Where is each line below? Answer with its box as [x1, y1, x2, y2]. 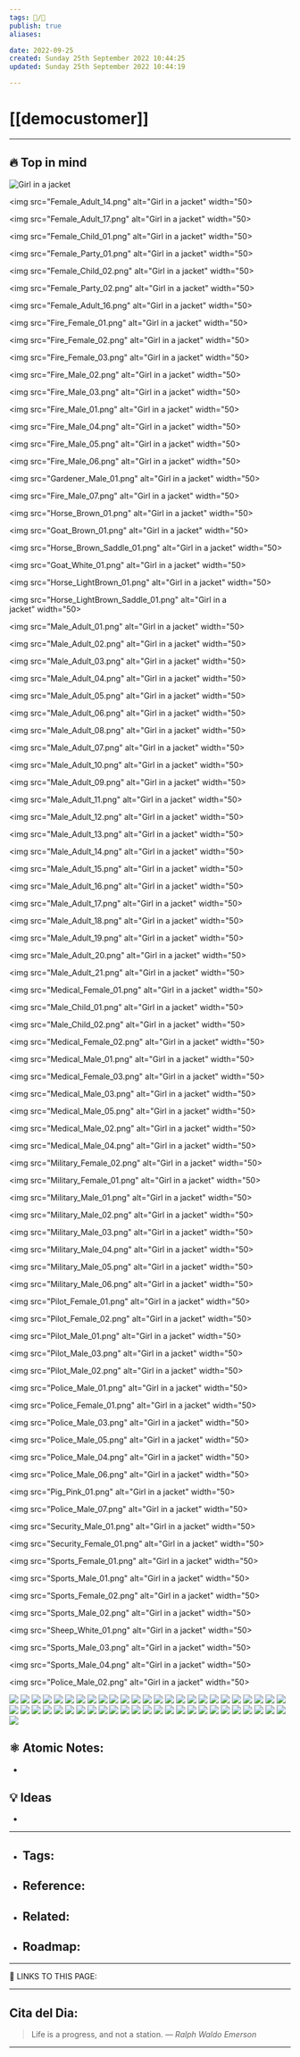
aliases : [9, 29, 42, 38]
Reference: [21, 1878, 86, 1894]
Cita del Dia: [9, 2005, 79, 2020]
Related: [21, 1909, 70, 1924]
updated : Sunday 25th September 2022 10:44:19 [9, 63, 186, 71]
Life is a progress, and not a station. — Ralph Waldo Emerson [30, 2029, 257, 2040]
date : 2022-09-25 [9, 46, 74, 54]
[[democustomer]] [9, 109, 149, 130]
